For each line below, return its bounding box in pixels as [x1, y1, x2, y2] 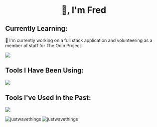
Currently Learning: [5, 24, 68, 33]
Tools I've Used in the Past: [5, 94, 91, 102]
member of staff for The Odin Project [5, 43, 81, 49]
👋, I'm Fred [61, 4, 106, 16]
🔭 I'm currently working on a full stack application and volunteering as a [5, 37, 153, 43]
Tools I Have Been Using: [5, 66, 84, 75]
